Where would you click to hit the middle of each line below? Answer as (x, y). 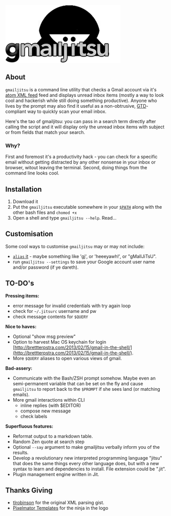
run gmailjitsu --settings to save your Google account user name (84, 262)
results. (21, 452)
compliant (16, 111)
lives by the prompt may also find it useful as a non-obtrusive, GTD (76, 106)
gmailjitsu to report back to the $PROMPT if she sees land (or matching (86, 389)
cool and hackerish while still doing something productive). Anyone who (81, 101)
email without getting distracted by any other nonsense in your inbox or (81, 162)
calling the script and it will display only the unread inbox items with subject (85, 127)
